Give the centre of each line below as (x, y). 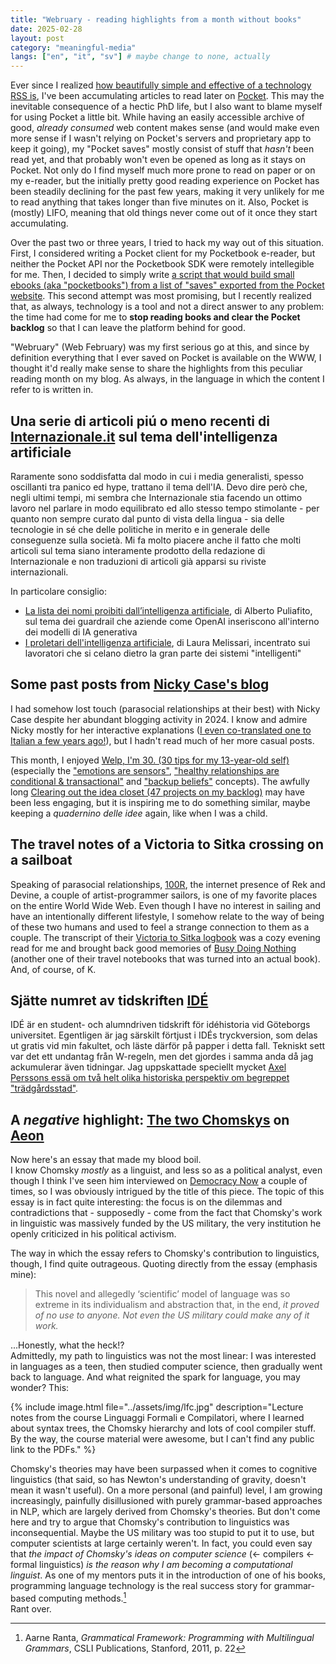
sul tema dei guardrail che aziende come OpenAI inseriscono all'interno (172, 621)
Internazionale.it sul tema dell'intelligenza (144, 436)
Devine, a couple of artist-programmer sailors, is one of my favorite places (164, 895)
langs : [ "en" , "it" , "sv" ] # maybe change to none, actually (140, 57)
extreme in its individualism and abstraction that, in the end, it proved (177, 1305)
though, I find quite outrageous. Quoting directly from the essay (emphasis (164, 1264)
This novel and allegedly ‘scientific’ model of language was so (162, 1294)
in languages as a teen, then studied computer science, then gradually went (166, 1367)
